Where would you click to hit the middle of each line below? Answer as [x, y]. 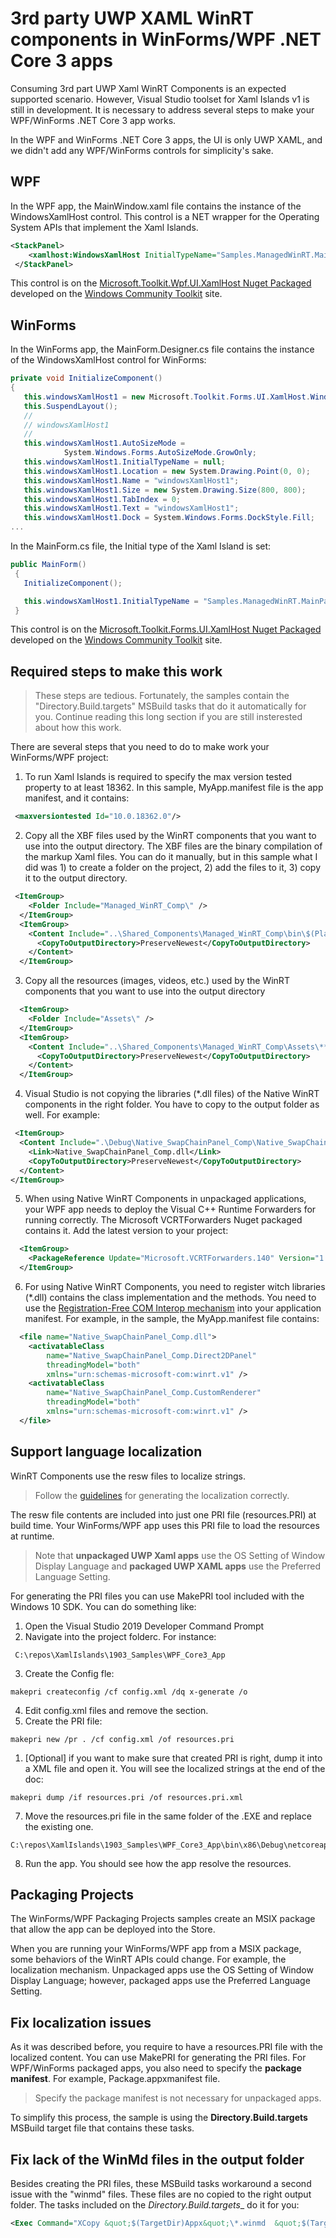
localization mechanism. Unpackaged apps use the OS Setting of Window [162, 1970]
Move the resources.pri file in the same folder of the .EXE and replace [168, 1816]
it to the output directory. [76, 878]
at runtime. [32, 1536]
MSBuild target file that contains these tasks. [102, 2128]
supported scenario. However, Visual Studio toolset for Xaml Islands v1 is [160, 99]
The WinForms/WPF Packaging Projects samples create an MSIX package [163, 1919]
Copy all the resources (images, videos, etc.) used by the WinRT [157, 981]
